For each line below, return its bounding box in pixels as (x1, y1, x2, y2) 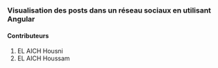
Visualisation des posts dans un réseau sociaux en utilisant (7, 6, 212, 15)
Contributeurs (7, 31, 49, 40)
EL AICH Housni (17, 47, 64, 56)
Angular (7, 14, 35, 24)
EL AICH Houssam (17, 54, 71, 62)
